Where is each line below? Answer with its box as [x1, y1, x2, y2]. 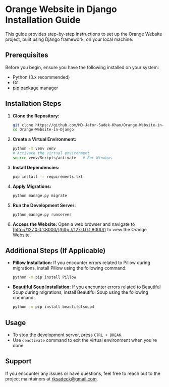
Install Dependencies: [12, 164, 60, 170]
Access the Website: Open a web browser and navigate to [12, 221, 135, 227]
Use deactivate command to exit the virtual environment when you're [12, 337, 157, 343]
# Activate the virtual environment [12, 151, 90, 156]
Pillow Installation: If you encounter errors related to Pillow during [12, 260, 150, 266]
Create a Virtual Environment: [12, 136, 77, 142]
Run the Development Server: [12, 202, 76, 208]
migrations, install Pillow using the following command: [12, 265, 127, 271]
